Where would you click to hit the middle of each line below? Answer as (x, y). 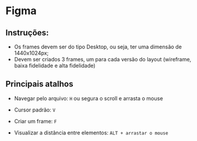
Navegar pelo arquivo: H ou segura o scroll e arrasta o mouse (88, 98)
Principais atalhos (39, 84)
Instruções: (27, 33)
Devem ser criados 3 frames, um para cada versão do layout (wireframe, (103, 59)
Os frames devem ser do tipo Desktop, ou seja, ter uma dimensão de (98, 47)
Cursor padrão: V (35, 110)
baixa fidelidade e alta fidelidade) (55, 65)
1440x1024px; (31, 53)
